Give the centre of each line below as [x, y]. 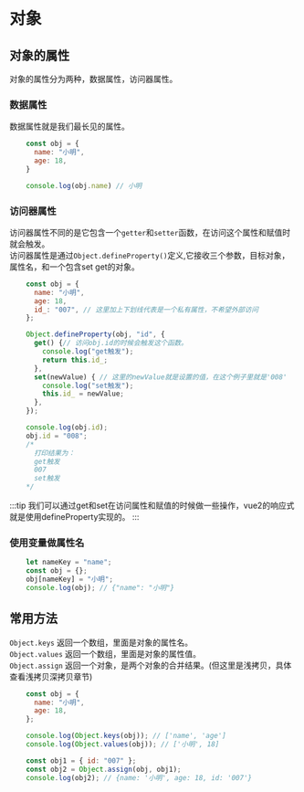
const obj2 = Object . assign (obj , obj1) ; [104, 769]
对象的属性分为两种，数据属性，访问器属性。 [94, 79]
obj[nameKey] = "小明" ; [70, 580]
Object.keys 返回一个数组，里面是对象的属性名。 [101, 642]
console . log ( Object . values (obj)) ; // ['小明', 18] [123, 744]
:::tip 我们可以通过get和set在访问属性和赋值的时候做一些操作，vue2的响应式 [152, 506]
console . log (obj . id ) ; [67, 428]
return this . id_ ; [75, 360]
